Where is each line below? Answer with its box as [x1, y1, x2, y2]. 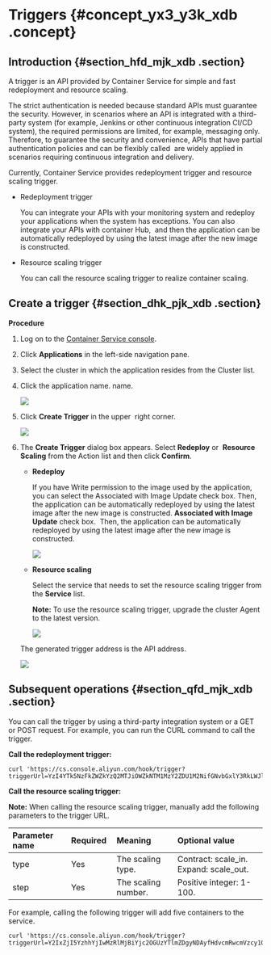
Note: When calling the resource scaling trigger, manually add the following [8, 801, 260, 811]
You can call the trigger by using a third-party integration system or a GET [8, 717, 254, 726]
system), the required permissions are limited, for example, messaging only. [8, 127, 261, 136]
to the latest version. [31, 612, 101, 623]
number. [116, 886, 148, 898]
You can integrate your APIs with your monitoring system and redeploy [19, 208, 256, 217]
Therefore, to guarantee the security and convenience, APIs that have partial [8, 135, 263, 145]
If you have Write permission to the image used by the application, [31, 482, 252, 492]
